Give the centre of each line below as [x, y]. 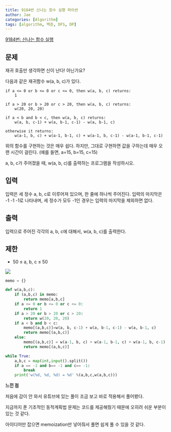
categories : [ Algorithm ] [32, 19]
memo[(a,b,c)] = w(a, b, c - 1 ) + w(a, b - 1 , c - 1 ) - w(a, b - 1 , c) [90, 328]
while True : [18, 356]
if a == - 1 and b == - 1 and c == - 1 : [52, 366]
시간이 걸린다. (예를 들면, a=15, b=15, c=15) [54, 152]
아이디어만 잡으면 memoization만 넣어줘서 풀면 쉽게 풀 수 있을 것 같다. [75, 424]
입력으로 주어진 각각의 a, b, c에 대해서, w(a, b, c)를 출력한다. [66, 231]
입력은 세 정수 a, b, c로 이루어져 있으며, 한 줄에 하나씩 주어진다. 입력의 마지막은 [84, 194]
